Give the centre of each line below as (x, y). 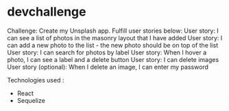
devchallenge (47, 12)
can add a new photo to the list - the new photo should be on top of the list (112, 45)
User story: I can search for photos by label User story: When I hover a (107, 52)
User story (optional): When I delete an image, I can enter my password (108, 67)
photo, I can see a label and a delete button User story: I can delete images (113, 59)
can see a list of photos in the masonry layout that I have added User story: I (115, 37)
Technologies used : (36, 80)
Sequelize (31, 100)
